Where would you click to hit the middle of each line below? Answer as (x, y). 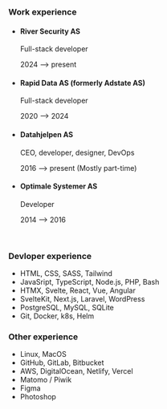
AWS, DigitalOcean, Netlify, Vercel (77, 371)
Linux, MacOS (43, 354)
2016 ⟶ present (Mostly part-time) (78, 168)
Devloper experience (50, 256)
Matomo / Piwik (46, 380)
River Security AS (50, 31)
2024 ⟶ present (48, 65)
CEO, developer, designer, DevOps (77, 152)
